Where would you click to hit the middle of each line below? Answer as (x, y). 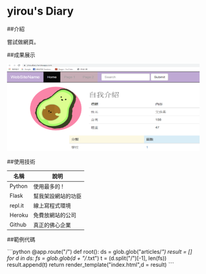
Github (18, 225)
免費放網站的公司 (55, 215)
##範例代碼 (21, 240)
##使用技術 (21, 161)
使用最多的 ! (48, 186)
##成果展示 (21, 55)
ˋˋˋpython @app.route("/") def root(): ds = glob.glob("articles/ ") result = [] (100, 252)
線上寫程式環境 (52, 206)
